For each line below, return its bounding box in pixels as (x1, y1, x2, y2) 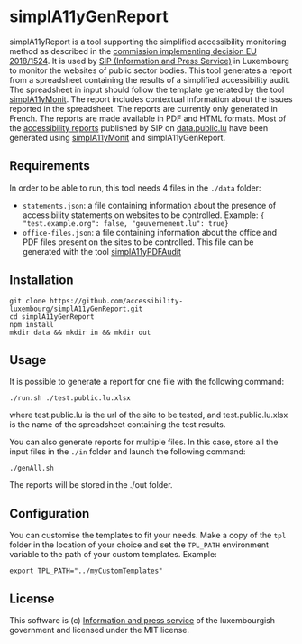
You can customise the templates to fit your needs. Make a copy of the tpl (9, 530, 287, 541)
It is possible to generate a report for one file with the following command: (9, 377, 285, 387)
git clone (9, 296, 47, 305)
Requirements (9, 158, 90, 173)
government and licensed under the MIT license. (9, 625, 189, 635)
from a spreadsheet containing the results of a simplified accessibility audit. (9, 74, 291, 85)
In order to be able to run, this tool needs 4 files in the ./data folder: (9, 182, 261, 193)
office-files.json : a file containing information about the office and (22, 227, 278, 238)
